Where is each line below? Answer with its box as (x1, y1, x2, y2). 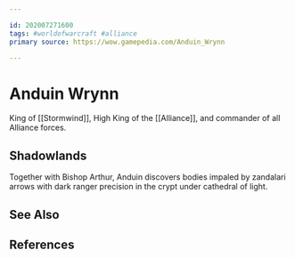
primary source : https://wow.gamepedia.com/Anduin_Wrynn (9, 37, 225, 46)
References (9, 237, 75, 252)
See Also (9, 206, 60, 222)
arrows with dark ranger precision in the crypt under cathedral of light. (9, 181, 268, 192)
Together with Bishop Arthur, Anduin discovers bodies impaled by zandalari (9, 172, 287, 182)
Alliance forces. (9, 122, 67, 133)
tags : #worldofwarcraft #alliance (9, 28, 138, 38)
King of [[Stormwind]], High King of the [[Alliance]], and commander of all (9, 113, 281, 124)
